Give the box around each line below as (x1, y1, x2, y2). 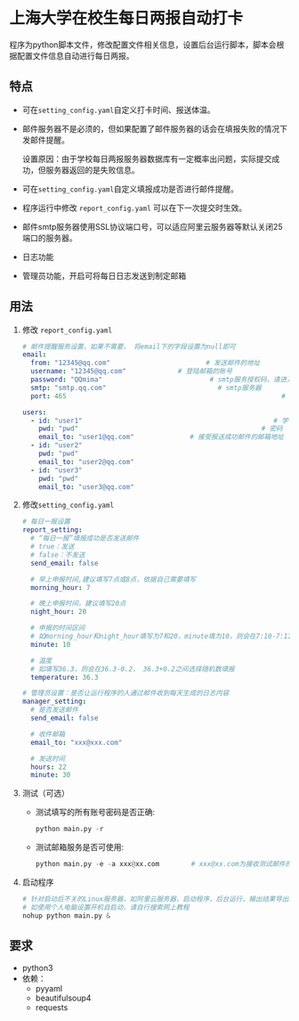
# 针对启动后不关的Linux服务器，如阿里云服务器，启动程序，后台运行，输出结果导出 (21, 894, 289, 904)
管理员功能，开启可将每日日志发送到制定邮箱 (21, 270, 187, 281)
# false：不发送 (30, 550, 85, 560)
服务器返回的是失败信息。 (45, 164, 140, 175)
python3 (21, 962, 53, 973)
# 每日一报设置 (21, 518, 71, 527)
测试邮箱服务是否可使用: (35, 842, 125, 853)
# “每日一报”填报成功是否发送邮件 (30, 534, 140, 543)
